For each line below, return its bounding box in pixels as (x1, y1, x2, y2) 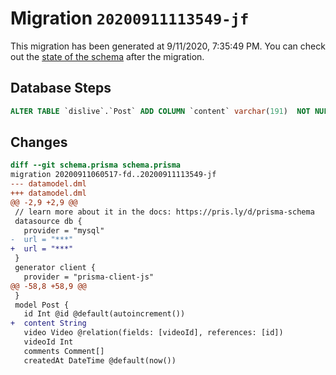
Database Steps (10, 80, 112, 97)
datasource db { (14, 216, 83, 226)
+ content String (10, 318, 87, 329)
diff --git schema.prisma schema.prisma (10, 160, 182, 171)
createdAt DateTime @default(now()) (23, 355, 177, 366)
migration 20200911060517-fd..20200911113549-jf (10, 170, 217, 180)
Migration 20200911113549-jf (10, 7, 250, 30)
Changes (10, 134, 68, 151)
